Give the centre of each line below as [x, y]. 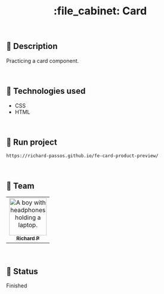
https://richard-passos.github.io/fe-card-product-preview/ [83, 156]
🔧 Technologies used [46, 91]
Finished [17, 286]
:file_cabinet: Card [100, 11]
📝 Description [32, 46]
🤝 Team [20, 186]
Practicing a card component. [43, 60]
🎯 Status [22, 271]
